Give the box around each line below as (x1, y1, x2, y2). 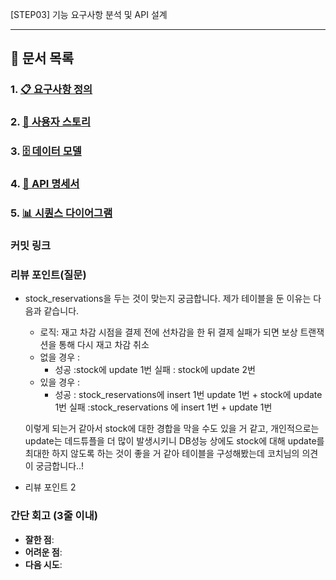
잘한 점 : (24, 533, 55, 545)
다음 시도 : (24, 558, 63, 570)
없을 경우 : (39, 351, 81, 363)
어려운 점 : (24, 546, 63, 558)
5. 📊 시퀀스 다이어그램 (10, 206, 113, 220)
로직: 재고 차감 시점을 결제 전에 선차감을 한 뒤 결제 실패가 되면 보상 (39, 326, 298, 338)
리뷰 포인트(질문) (10, 268, 87, 282)
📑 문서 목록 (10, 50, 75, 67)
